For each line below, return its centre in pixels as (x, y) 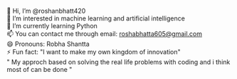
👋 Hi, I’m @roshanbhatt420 (46, 11)
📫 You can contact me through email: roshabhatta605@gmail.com (105, 34)
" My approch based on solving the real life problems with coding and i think (118, 62)
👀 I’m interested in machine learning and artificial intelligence (96, 18)
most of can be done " (39, 69)
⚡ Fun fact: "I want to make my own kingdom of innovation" (94, 52)
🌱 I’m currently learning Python (52, 26)
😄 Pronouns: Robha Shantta (48, 44)
